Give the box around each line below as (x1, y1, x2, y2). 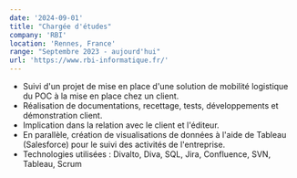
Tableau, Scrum (22, 159, 82, 169)
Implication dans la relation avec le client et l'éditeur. (22, 120, 220, 131)
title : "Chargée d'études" (9, 22, 112, 31)
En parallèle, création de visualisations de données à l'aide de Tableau (22, 130, 287, 140)
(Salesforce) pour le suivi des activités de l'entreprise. (22, 139, 226, 150)
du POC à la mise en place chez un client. (22, 90, 179, 101)
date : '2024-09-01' (9, 13, 84, 23)
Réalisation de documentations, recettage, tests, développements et (22, 100, 279, 110)
